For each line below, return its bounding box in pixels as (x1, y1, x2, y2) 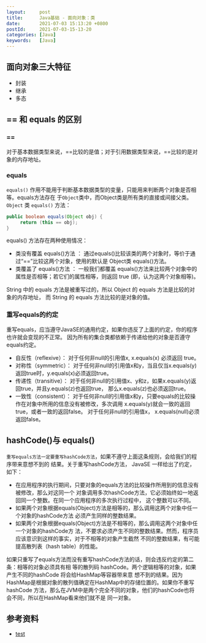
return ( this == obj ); (20, 219, 78, 225)
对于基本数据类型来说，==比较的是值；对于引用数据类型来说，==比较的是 (6, 148, 193, 155)
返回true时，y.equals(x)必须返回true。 (15, 369, 112, 376)
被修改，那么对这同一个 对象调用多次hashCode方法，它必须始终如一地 (15, 489, 193, 496)
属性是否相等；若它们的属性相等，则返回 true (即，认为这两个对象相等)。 (15, 273, 199, 280)
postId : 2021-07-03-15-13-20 (6, 26, 92, 33)
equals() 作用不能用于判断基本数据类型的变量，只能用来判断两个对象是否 (6, 185, 191, 193)
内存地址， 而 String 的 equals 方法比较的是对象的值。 (17, 294, 153, 301)
